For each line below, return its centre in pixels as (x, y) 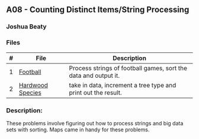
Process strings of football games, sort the (128, 68)
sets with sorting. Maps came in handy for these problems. (78, 129)
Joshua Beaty (26, 27)
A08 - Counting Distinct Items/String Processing (98, 10)
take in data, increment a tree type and (123, 85)
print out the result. (96, 93)
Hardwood (33, 85)
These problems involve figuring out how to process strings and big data (95, 123)
